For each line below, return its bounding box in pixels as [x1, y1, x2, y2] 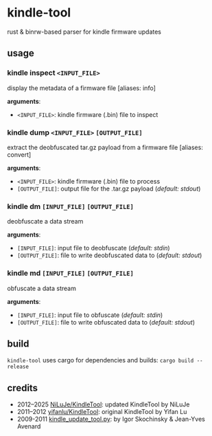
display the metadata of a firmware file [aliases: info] [7, 84, 156, 92]
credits [7, 382, 38, 393]
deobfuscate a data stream [7, 217, 84, 226]
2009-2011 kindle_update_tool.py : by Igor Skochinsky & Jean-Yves [16, 415, 206, 424]
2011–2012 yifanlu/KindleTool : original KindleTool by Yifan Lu [16, 408, 187, 416]
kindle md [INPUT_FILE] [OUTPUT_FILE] [7, 268, 134, 278]
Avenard [16, 422, 41, 430]
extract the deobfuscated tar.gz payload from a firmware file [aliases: [7, 143, 204, 151]
